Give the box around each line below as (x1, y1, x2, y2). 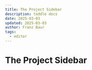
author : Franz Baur (5, 25, 45, 30)
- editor (9, 34, 27, 39)
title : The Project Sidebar (5, 7, 62, 12)
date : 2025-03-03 (5, 16, 40, 21)
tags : (5, 29, 16, 34)
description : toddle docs (5, 12, 57, 16)
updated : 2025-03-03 (5, 20, 47, 26)
